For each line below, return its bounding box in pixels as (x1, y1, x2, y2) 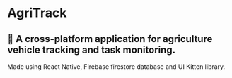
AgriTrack (7, 5, 67, 21)
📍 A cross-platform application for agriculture (7, 33, 213, 45)
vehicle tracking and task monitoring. (7, 44, 175, 56)
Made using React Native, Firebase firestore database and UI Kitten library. (7, 63, 226, 71)
